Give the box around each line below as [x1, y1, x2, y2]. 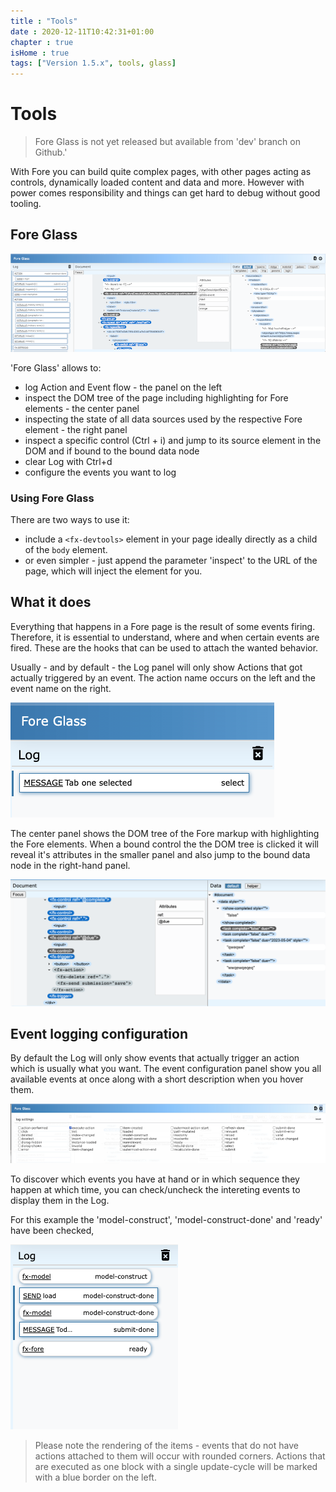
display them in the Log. [10, 1195, 110, 1207]
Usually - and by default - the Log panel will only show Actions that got [10, 661, 303, 673]
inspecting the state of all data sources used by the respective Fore [24, 413, 303, 425]
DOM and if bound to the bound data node [24, 445, 200, 457]
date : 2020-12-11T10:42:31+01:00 [10, 26, 155, 37]
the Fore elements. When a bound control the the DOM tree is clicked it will [10, 838, 319, 850]
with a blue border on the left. [34, 1471, 157, 1484]
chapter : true [10, 37, 74, 47]
